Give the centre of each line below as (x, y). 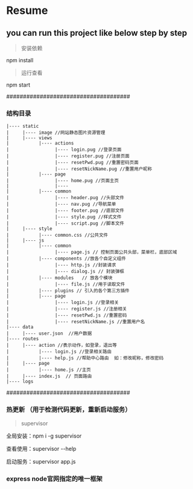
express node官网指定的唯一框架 (54, 479)
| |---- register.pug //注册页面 (68, 156)
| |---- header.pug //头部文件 (65, 198)
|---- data (20, 327)
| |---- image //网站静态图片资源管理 (56, 133)
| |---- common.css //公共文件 (57, 235)
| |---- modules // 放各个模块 (59, 278)
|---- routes (23, 339)
